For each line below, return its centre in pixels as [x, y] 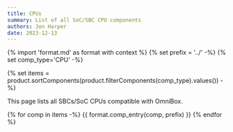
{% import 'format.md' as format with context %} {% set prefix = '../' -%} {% [116, 53]
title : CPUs [24, 13]
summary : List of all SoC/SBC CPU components [74, 20]
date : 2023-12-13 [32, 33]
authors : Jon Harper [37, 26]
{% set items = [29, 73]
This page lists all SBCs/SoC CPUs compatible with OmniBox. [95, 102]
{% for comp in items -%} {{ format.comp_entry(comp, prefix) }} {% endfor [115, 115]
